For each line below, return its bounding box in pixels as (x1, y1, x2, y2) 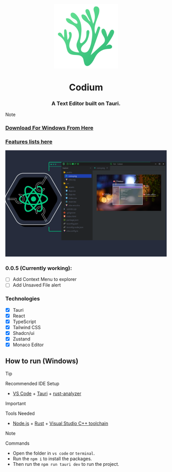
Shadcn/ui (12, 330, 35, 336)
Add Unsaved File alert (12, 282, 61, 288)
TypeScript (12, 318, 36, 325)
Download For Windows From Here (5, 124, 94, 131)
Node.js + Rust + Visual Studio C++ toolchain (12, 420, 109, 426)
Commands (5, 440, 30, 446)
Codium (69, 82, 103, 93)
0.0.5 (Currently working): (5, 265, 72, 272)
